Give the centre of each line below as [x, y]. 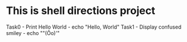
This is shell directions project [81, 11]
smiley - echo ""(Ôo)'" [33, 33]
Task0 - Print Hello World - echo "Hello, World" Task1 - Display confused [94, 27]
